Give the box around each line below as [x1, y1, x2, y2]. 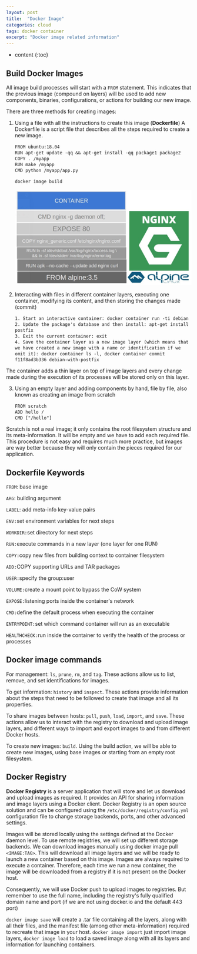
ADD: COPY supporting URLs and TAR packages [6, 563, 121, 570]
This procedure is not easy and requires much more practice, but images [6, 438, 183, 445]
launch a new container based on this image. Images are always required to [6, 855, 189, 863]
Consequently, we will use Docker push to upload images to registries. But [6, 886, 186, 893]
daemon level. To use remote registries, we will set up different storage [6, 837, 178, 844]
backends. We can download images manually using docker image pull [6, 843, 178, 850]
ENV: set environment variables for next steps [6, 517, 115, 524]
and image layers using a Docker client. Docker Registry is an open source [6, 800, 186, 807]
